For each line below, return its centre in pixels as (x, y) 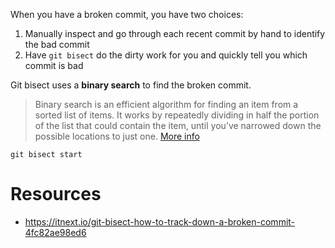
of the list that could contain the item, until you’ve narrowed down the (178, 125)
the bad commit (57, 44)
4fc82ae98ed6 (55, 232)
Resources (56, 194)
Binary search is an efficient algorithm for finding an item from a (166, 104)
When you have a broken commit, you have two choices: (127, 14)
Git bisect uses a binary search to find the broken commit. (131, 85)
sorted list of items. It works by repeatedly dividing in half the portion (177, 115)
